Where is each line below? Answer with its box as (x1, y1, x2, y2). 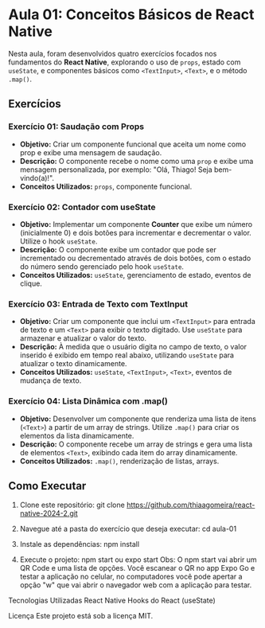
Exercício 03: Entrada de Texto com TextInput (8, 298, 189, 310)
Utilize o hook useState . (19, 236, 98, 246)
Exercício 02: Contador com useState (8, 201, 156, 213)
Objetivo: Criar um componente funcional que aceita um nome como (19, 139, 247, 149)
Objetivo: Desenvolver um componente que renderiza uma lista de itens (19, 414, 257, 423)
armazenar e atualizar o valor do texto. (19, 334, 147, 343)
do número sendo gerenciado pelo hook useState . (19, 261, 185, 271)
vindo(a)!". (19, 173, 54, 182)
